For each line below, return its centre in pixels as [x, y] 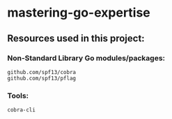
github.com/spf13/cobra [42, 72]
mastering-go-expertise [79, 13]
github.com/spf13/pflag [42, 78]
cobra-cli [22, 110]
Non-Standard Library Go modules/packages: [86, 58]
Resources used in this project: [76, 38]
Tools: [18, 95]
